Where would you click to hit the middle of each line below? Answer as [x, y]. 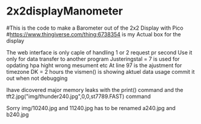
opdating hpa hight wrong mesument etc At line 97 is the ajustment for [94, 65]
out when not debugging [37, 78]
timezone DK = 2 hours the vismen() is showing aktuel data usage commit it [100, 71]
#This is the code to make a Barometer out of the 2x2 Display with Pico [95, 28]
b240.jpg [18, 114]
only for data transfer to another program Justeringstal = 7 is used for [93, 59]
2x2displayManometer [64, 11]
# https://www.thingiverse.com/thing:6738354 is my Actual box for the [94, 34]
